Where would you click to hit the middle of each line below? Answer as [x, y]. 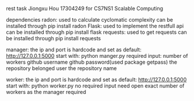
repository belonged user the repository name [61, 68]
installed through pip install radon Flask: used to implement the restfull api [95, 26]
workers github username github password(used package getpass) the [91, 62]
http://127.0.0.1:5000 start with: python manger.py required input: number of [97, 56]
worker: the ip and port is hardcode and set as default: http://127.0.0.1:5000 [96, 79]
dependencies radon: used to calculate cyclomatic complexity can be [90, 20]
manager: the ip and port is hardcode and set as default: [74, 50]
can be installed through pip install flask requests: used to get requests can [96, 32]
